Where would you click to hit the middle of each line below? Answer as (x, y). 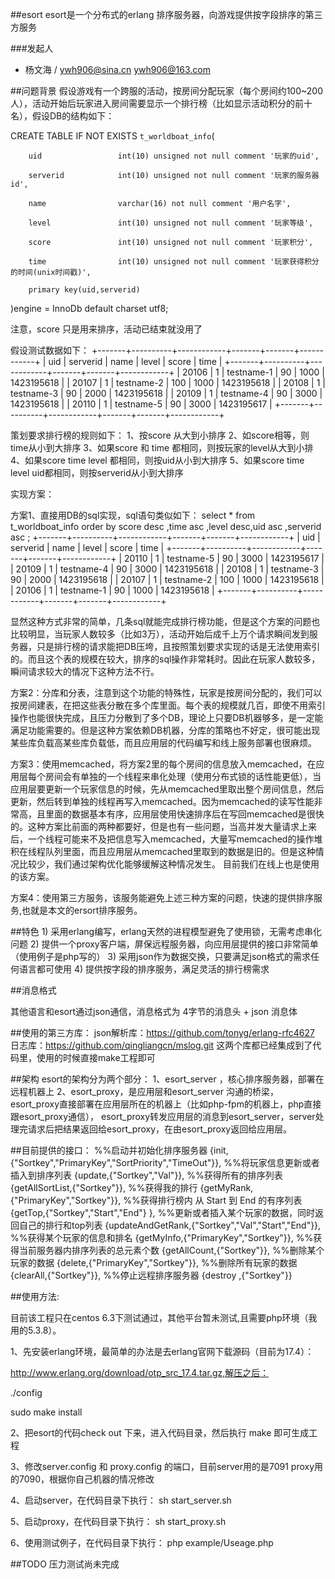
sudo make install (46, 1412)
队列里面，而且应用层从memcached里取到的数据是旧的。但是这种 (180, 851)
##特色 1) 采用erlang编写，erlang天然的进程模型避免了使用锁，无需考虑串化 (166, 931)
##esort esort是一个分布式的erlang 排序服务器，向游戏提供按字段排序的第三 (166, 14)
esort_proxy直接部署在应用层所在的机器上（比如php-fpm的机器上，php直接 (166, 1104)
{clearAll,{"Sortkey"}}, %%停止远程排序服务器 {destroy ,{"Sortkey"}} (151, 1275)
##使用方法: (35, 1296)
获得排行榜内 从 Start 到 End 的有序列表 (221, 1200)
